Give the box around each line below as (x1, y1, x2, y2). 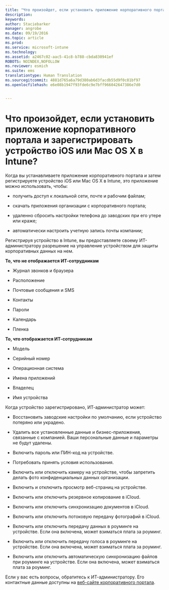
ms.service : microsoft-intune (5, 45, 69, 50)
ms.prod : (5, 40, 24, 45)
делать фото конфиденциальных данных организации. (12, 474, 130, 480)
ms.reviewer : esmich (5, 63, 49, 69)
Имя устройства (12, 394, 48, 401)
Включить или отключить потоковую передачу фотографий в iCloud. (12, 513, 160, 519)
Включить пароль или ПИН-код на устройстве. (12, 449, 114, 455)
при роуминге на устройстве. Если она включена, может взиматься (12, 559, 160, 565)
